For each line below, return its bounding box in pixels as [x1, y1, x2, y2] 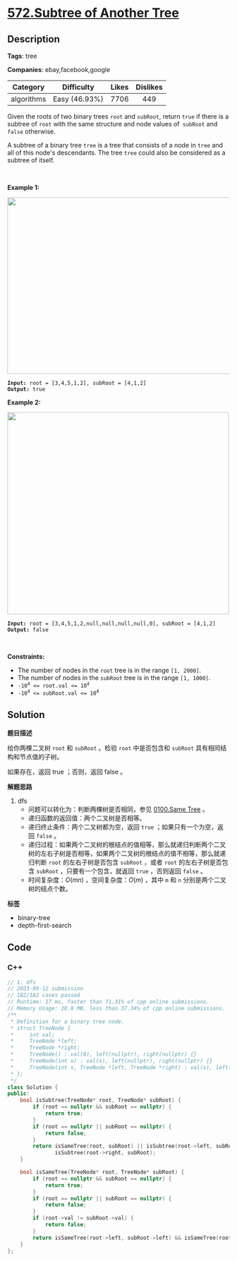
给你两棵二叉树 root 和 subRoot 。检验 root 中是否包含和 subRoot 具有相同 [7, 743, 221, 752]
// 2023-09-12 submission [7, 985, 83, 993]
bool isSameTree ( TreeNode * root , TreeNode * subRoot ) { [20, 1169, 185, 1176]
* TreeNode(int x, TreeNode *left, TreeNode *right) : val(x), [10, 1064, 213, 1071]
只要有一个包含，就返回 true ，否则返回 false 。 [66, 866, 207, 875]
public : [7, 1090, 30, 1097]
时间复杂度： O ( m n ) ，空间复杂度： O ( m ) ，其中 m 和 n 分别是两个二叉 [28, 875, 227, 884]
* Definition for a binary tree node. [10, 1018, 125, 1025]
